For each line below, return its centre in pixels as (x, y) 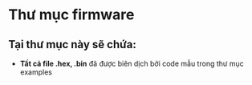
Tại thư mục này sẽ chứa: (72, 45)
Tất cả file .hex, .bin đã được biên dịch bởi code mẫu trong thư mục (132, 63)
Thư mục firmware (71, 15)
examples (36, 72)
